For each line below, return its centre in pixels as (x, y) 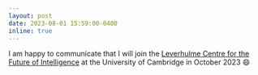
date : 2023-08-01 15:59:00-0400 (63, 23)
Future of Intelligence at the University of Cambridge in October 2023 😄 (129, 62)
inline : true (30, 31)
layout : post (30, 16)
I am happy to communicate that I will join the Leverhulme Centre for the (129, 54)
